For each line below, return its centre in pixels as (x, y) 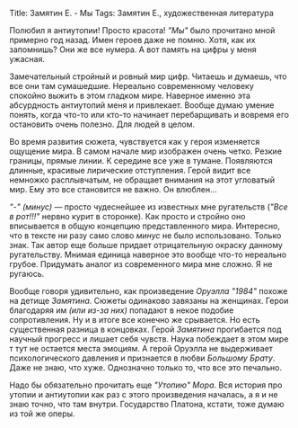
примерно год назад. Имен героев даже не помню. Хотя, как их (132, 40)
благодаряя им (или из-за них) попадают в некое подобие (122, 310)
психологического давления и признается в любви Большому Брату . (142, 358)
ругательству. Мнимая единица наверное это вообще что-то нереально (148, 254)
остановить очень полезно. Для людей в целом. (102, 124)
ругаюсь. (27, 274)
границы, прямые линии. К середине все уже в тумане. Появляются (141, 160)
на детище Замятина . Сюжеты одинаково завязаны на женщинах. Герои (149, 301)
